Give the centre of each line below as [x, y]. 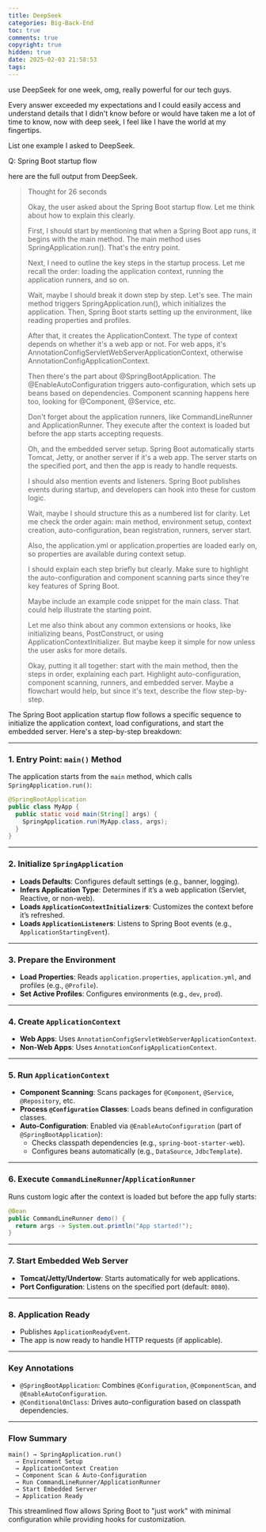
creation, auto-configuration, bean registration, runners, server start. [139, 530]
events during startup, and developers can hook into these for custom [141, 489]
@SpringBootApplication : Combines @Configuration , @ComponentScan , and [138, 1386]
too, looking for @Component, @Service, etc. [102, 401]
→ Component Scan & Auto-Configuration [81, 1476]
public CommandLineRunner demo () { [67, 1218]
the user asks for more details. [77, 650]
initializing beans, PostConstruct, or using [95, 633]
